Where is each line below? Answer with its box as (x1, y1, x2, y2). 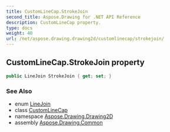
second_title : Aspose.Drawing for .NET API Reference (6, 14, 141, 20)
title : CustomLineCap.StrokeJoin (6, 8, 88, 15)
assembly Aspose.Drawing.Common (14, 119, 103, 126)
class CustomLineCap (14, 106, 68, 113)
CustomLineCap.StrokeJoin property (6, 57, 145, 67)
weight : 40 (6, 31, 33, 36)
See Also (6, 87, 32, 95)
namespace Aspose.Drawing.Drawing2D (14, 113, 114, 120)
